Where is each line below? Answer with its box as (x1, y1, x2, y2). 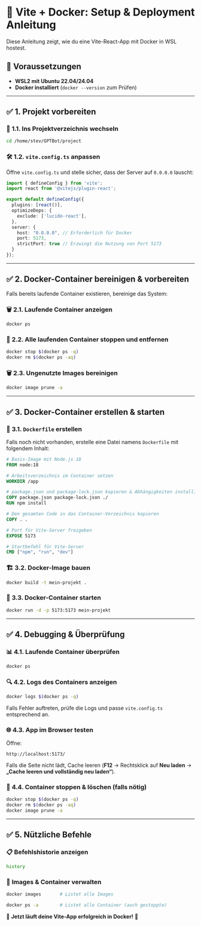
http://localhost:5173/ (6, 751, 66, 757)
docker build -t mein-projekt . (6, 579, 87, 585)
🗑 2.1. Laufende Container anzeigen (6, 305, 112, 313)
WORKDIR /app (6, 478, 39, 484)
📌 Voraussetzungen (6, 62, 82, 72)
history (6, 864, 26, 870)
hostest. (6, 44, 26, 51)
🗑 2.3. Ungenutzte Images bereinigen (6, 369, 118, 377)
